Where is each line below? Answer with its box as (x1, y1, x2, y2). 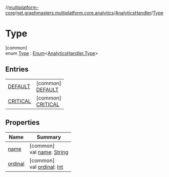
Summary (36, 133, 61, 141)
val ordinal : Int (29, 163, 64, 170)
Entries (5, 65, 29, 74)
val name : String (29, 148, 69, 155)
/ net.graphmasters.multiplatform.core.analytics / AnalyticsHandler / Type (14, 10, 164, 16)
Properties (5, 118, 40, 127)
